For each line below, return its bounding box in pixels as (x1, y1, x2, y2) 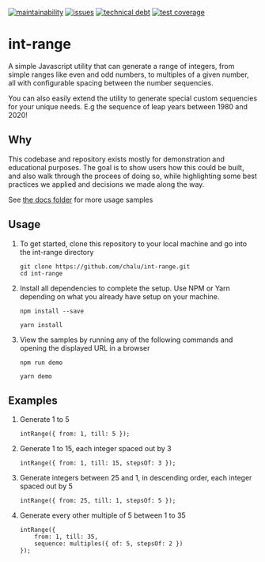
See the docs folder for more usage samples (8, 195, 153, 204)
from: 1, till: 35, (34, 533, 99, 541)
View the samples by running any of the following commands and (19, 335, 233, 344)
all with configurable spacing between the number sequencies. (8, 78, 214, 87)
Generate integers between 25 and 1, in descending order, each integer (19, 473, 252, 483)
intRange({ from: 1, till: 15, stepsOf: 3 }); (19, 459, 176, 467)
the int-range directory (19, 247, 94, 256)
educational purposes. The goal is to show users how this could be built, (8, 162, 244, 172)
